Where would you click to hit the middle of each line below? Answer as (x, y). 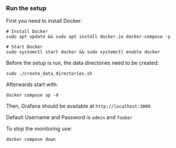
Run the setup (26, 8)
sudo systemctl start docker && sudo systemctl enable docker (83, 52)
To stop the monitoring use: (39, 129)
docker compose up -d (32, 95)
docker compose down (31, 140)
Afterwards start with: (32, 85)
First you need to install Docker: (44, 21)
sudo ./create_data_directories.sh (49, 74)
